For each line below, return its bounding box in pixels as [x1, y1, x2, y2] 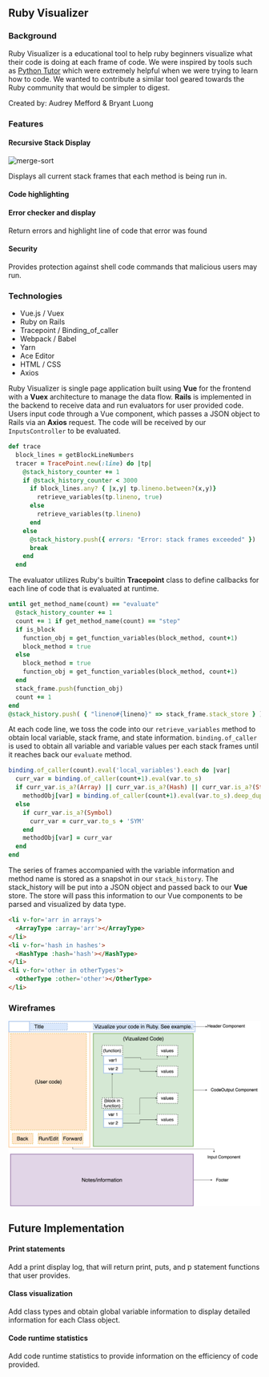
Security [8, 244, 38, 254]
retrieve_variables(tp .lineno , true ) [37, 493, 163, 501]
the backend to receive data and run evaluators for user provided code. [8, 400, 244, 411]
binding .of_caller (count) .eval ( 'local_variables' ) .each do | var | [8, 766, 231, 775]
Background [8, 30, 58, 42]
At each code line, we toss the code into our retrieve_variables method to [8, 725, 256, 734]
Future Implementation [8, 1222, 125, 1235]
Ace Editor [19, 351, 55, 361]
